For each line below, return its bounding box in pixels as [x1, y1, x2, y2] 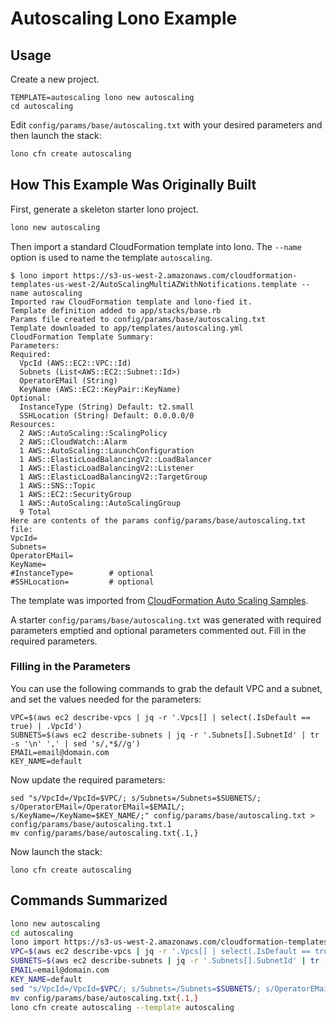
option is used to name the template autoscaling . [10, 251, 213, 263]
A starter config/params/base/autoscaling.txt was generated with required [10, 613, 322, 626]
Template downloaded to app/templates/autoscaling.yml [10, 323, 244, 333]
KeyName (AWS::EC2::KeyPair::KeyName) [19, 384, 182, 394]
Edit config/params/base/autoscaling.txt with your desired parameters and [10, 119, 323, 131]
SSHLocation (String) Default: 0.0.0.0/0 [19, 410, 195, 421]
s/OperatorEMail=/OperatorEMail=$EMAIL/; [10, 802, 186, 812]
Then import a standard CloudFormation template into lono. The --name [10, 240, 302, 252]
